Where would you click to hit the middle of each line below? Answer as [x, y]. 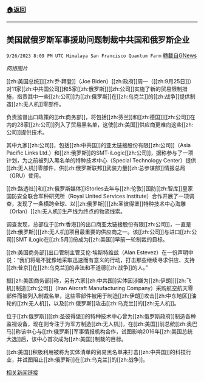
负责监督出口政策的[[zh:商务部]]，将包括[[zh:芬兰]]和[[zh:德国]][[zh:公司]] [98, 117]
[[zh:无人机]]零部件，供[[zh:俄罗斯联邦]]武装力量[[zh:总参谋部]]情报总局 [96, 168]
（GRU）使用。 [25, 176]
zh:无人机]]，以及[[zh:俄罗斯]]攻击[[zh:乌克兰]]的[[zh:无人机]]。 [100, 304]
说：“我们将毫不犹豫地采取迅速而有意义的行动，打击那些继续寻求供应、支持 [101, 260]
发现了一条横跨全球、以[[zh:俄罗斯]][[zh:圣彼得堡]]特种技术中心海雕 [101, 204]
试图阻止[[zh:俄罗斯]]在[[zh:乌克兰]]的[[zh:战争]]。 [85, 359]
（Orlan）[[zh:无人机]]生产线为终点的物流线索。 [66, 212]
